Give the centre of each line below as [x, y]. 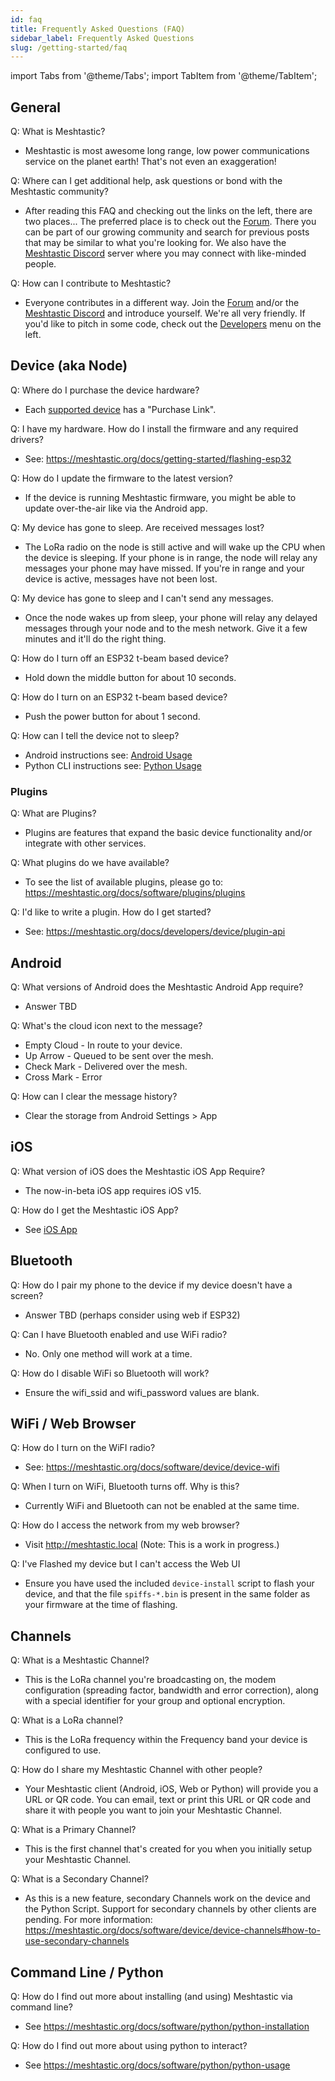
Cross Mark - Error [63, 1077]
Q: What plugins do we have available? [90, 863]
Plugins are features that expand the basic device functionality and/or [168, 833]
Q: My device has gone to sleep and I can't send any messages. [142, 598]
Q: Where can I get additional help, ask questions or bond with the [146, 181]
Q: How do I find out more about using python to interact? [129, 2046]
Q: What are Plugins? [53, 813]
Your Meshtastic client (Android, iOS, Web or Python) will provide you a [171, 1789]
